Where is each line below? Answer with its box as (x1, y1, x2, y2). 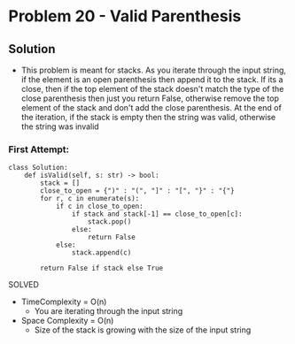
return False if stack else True (40, 264, 164, 273)
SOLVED (8, 279, 39, 290)
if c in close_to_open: (55, 202, 144, 211)
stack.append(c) (71, 248, 132, 257)
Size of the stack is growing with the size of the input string (34, 325, 252, 335)
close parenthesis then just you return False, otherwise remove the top (20, 93, 280, 103)
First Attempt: (8, 143, 70, 156)
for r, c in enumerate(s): (40, 195, 140, 203)
